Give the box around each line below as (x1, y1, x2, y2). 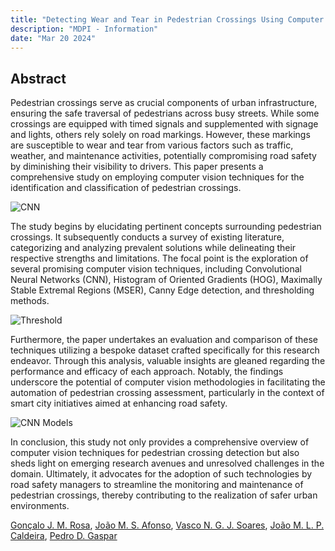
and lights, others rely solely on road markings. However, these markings (10, 129, 311, 141)
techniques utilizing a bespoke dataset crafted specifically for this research (10, 344, 320, 356)
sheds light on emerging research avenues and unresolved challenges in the (10, 457, 325, 470)
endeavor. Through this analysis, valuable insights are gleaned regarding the (10, 355, 326, 367)
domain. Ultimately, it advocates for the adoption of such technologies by (10, 468, 313, 480)
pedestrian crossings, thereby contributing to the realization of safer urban (10, 489, 318, 501)
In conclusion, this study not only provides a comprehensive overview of (10, 436, 310, 448)
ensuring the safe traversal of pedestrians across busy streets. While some (10, 107, 320, 120)
